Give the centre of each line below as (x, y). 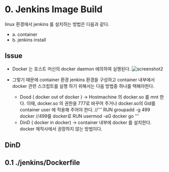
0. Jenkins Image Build (54, 9)
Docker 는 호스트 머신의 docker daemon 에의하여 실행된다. (71, 69)
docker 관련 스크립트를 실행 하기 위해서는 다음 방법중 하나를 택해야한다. (83, 86)
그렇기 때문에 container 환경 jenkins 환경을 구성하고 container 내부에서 (83, 80)
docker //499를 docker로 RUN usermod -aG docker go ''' (79, 116)
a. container (25, 34)
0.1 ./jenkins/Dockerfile (42, 163)
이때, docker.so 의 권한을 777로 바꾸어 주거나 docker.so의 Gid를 (91, 103)
